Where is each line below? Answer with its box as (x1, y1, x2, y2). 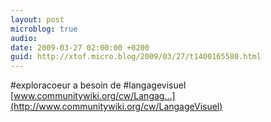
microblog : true (10, 24, 78, 34)
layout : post (10, 14, 65, 25)
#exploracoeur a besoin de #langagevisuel (10, 79, 187, 91)
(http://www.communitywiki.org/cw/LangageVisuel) (10, 101, 223, 113)
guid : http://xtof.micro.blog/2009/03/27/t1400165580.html (10, 52, 262, 62)
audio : (10, 33, 38, 43)
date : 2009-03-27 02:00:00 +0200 (10, 42, 150, 53)
